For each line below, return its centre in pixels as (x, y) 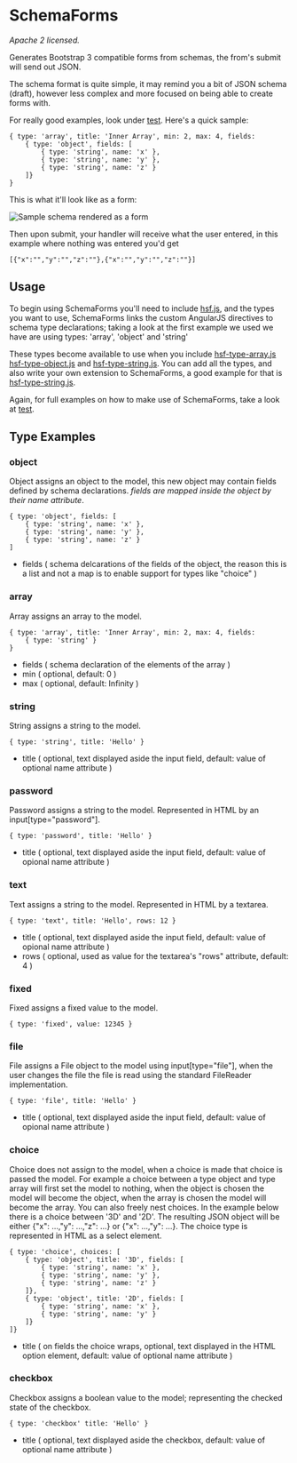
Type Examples (52, 437)
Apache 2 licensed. (44, 40)
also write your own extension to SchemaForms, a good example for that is (146, 372)
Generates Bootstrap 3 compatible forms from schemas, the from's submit (145, 57)
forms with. (30, 102)
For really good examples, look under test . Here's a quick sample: (129, 120)
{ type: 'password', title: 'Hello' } (81, 836)
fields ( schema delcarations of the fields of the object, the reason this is (154, 564)
